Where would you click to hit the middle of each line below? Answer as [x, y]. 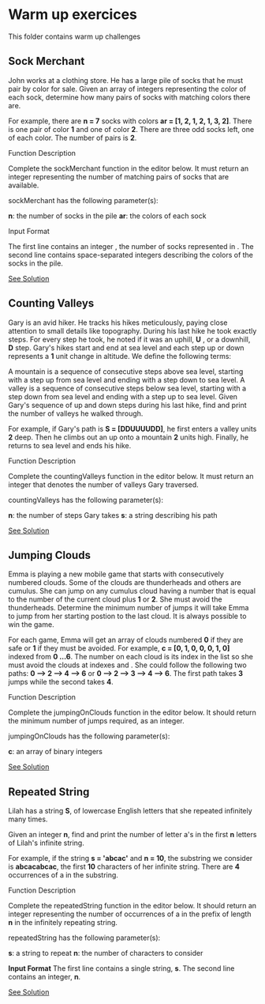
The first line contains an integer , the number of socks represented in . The [131, 246]
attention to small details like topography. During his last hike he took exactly [132, 330]
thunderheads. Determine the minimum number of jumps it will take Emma [129, 608]
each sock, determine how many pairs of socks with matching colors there [129, 97]
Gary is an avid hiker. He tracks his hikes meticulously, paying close [118, 323]
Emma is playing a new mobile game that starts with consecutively [116, 574]
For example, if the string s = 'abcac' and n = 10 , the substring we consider [131, 859]
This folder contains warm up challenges [74, 36]
